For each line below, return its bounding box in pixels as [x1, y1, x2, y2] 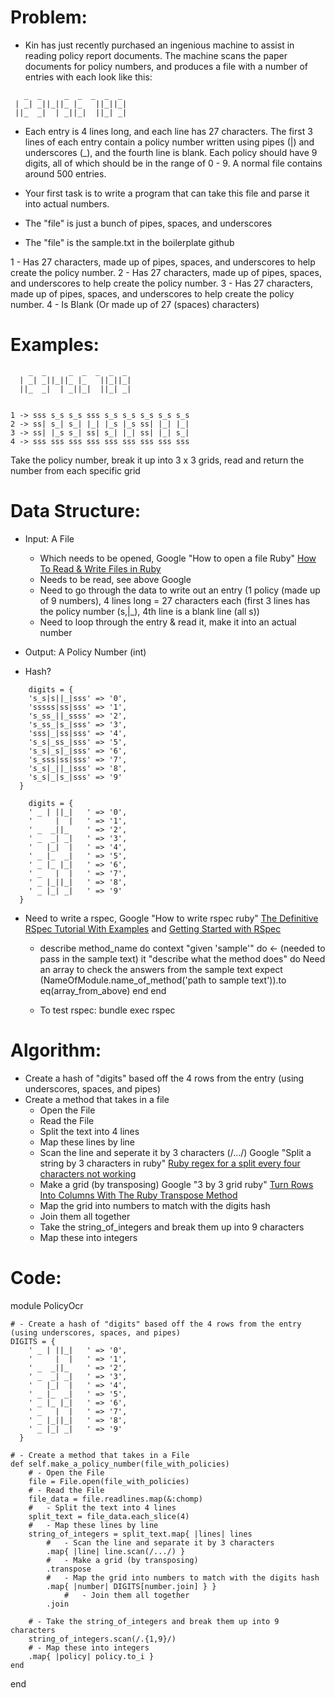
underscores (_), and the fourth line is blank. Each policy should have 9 [24, 146, 318, 158]
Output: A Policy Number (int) [24, 646, 147, 658]
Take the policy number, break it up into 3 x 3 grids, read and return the [10, 454, 305, 466]
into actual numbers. [24, 197, 110, 210]
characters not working [39, 1167, 137, 1180]
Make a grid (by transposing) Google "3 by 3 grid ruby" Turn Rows [39, 1178, 314, 1190]
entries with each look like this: [24, 71, 153, 83]
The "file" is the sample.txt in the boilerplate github [24, 236, 235, 248]
